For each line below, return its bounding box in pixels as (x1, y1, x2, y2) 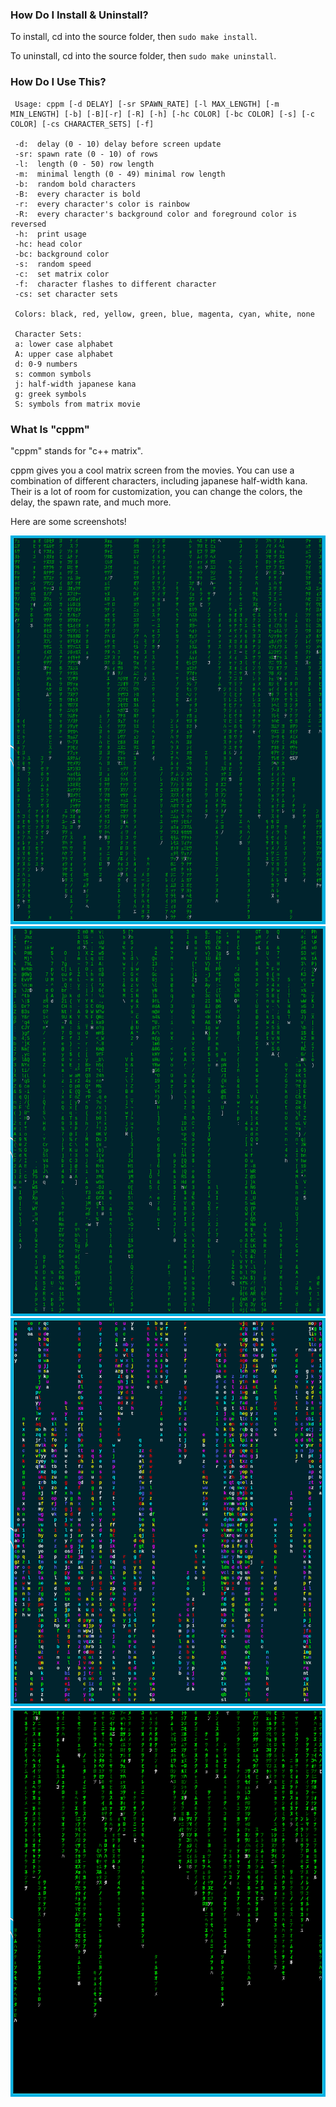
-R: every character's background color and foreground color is (14, 209, 298, 219)
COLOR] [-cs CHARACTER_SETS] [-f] (10, 119, 155, 129)
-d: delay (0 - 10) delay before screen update (14, 139, 222, 149)
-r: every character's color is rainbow (14, 199, 190, 209)
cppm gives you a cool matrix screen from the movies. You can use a (10, 464, 295, 476)
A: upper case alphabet (14, 349, 114, 359)
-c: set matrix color (14, 269, 110, 279)
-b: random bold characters (14, 179, 137, 189)
